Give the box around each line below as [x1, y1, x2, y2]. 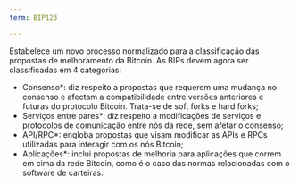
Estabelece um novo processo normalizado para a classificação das [9, 46, 260, 56]
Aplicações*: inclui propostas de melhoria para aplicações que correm [21, 148, 282, 159]
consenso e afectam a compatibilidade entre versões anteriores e [21, 91, 264, 102]
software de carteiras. [21, 167, 104, 178]
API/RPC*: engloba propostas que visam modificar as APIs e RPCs [21, 129, 268, 139]
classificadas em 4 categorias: [9, 64, 122, 75]
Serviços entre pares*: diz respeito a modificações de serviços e [21, 110, 262, 121]
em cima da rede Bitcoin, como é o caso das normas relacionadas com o [21, 157, 290, 168]
